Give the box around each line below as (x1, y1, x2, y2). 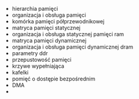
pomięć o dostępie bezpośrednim (11, 75, 96, 82)
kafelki (11, 69, 29, 76)
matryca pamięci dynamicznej (11, 37, 87, 44)
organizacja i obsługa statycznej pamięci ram (11, 31, 125, 38)
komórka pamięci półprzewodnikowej (11, 18, 105, 25)
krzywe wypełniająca (11, 62, 64, 70)
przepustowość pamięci (11, 56, 72, 63)
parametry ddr (11, 50, 48, 56)
